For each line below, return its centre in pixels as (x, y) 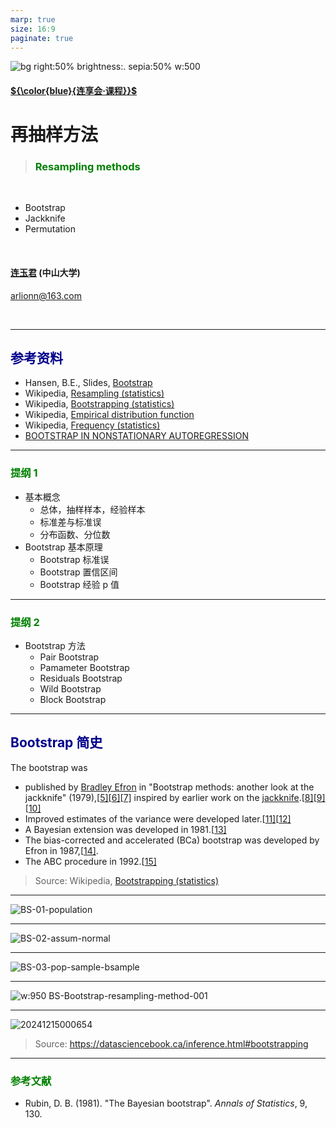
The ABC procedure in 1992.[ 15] (90, 861)
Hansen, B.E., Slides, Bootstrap (88, 383)
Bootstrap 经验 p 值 (79, 584)
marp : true (33, 19)
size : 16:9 (33, 29)
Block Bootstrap (73, 700)
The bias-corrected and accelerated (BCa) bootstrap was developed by (172, 840)
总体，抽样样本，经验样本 (92, 509)
